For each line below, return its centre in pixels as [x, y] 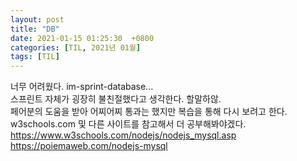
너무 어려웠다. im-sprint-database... [82, 87]
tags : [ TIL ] [35, 57]
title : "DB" [35, 29]
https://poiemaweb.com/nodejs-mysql [89, 146]
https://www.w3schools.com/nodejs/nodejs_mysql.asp [123, 135]
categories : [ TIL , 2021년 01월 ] [76, 47]
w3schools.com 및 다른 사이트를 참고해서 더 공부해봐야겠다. [128, 124]
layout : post [37, 19]
